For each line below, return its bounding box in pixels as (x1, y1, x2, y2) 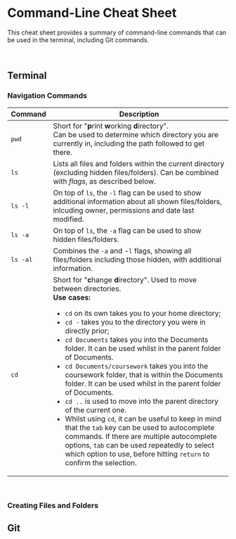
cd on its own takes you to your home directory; (65, 308, 221, 318)
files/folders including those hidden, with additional (53, 255, 222, 265)
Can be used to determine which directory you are (53, 129, 219, 139)
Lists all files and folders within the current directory (53, 158, 225, 168)
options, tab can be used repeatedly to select (65, 440, 214, 450)
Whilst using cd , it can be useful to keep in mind (65, 414, 222, 424)
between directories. (53, 284, 122, 293)
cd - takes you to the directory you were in (65, 317, 206, 326)
